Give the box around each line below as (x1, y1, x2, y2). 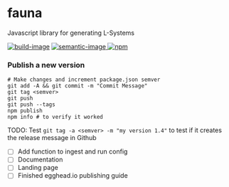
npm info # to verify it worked (7, 114, 103, 121)
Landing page (17, 164, 58, 172)
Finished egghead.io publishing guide (17, 171, 128, 180)
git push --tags (7, 101, 55, 108)
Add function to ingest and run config (17, 147, 128, 156)
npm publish (7, 107, 43, 114)
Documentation (17, 155, 63, 164)
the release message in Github (7, 134, 97, 142)
